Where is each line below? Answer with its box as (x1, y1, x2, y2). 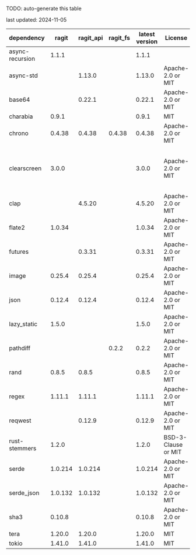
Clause (163, 441, 183, 449)
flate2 (9, 223, 25, 232)
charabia (9, 112, 33, 120)
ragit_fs (108, 34, 130, 42)
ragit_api (78, 34, 103, 42)
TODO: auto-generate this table (6, 5, 82, 12)
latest (139, 30, 155, 38)
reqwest (9, 416, 32, 425)
